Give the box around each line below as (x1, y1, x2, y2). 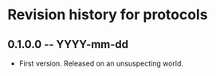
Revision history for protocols (7, 6, 208, 24)
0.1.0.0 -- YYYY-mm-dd (7, 38, 129, 51)
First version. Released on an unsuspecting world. (18, 58, 184, 68)
